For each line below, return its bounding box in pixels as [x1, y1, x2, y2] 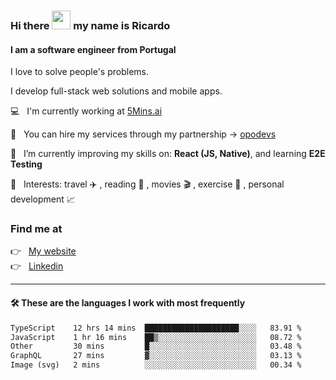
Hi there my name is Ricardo [10, 18, 171, 32]
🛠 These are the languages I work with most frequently [10, 297, 246, 309]
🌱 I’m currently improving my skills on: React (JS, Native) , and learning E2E [10, 148, 326, 160]
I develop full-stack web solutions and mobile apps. [10, 85, 223, 97]
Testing [10, 158, 43, 170]
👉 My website [10, 245, 77, 257]
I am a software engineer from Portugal [10, 43, 177, 55]
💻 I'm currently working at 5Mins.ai [10, 105, 163, 117]
